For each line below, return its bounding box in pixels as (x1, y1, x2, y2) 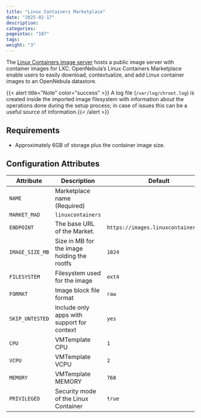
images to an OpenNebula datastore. (6, 77, 97, 84)
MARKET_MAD (9, 211, 40, 218)
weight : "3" (6, 42, 36, 48)
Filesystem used (54, 269, 101, 277)
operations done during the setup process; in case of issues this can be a (6, 102, 187, 109)
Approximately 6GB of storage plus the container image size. (14, 141, 165, 148)
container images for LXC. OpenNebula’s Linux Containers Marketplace (6, 65, 182, 72)
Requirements (6, 126, 60, 136)
